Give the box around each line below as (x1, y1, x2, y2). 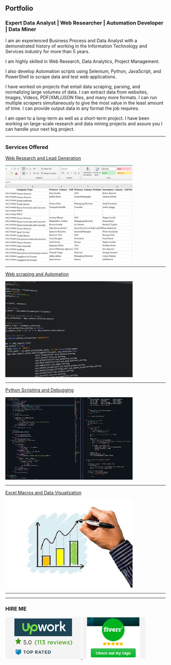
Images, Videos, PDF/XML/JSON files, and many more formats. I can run (5, 94, 157, 100)
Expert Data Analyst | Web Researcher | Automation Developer (5, 19, 164, 27)
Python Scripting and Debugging (5, 387, 74, 393)
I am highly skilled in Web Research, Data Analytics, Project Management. (5, 58, 160, 64)
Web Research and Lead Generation (5, 155, 81, 161)
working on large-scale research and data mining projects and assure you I (5, 120, 163, 127)
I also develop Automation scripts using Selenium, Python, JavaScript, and (5, 68, 161, 74)
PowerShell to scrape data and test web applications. (5, 74, 117, 80)
